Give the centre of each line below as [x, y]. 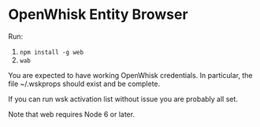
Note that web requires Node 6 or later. [72, 114]
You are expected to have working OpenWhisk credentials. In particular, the [130, 75]
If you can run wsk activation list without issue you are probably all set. [123, 99]
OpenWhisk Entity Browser [98, 15]
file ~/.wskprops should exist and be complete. [84, 84]
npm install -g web [52, 52]
